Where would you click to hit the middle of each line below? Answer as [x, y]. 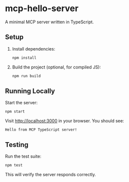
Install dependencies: [34, 49]
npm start [15, 112]
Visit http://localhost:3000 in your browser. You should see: [64, 121]
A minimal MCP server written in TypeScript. [49, 22]
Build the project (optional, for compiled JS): [56, 67]
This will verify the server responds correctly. [51, 174]
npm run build [26, 76]
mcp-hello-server [42, 8]
